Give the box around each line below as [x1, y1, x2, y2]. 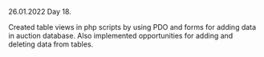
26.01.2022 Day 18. [8, 7, 72, 16]
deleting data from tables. [8, 39, 94, 49]
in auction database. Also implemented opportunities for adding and [8, 31, 234, 40]
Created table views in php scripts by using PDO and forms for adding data [8, 22, 257, 31]
